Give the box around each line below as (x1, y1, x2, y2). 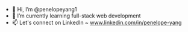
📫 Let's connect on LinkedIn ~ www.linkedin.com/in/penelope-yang (11, 19, 182, 26)
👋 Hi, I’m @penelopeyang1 (11, 6, 77, 13)
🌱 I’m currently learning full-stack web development (11, 12, 141, 19)
